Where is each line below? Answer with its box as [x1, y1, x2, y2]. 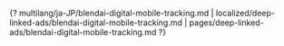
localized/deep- [215, 8, 275, 18]
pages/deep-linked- [189, 17, 265, 28]
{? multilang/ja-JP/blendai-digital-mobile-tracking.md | [9, 8, 215, 18]
